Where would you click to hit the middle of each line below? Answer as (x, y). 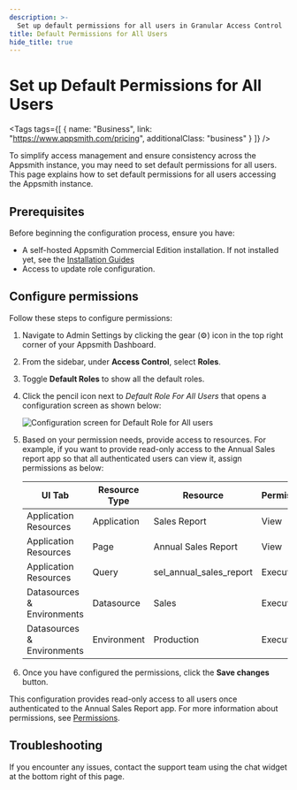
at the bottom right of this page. (67, 776)
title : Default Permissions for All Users (88, 34)
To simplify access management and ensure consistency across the (133, 156)
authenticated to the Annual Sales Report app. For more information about (144, 708)
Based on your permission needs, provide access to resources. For (144, 440)
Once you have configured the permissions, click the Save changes (145, 672)
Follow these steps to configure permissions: (91, 318)
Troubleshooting (56, 745)
